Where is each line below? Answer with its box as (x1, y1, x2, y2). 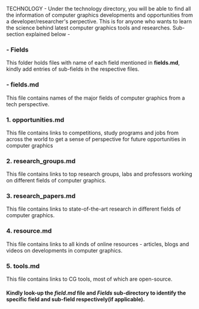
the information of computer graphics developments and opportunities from (6, 11, 194, 19)
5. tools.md (6, 262, 40, 270)
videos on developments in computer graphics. (6, 247, 123, 254)
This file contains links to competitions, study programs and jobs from (6, 129, 179, 136)
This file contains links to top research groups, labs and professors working (6, 170, 193, 178)
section (6, 31, 25, 38)
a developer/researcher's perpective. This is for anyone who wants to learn (6, 18, 192, 25)
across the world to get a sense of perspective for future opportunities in (6, 135, 186, 143)
